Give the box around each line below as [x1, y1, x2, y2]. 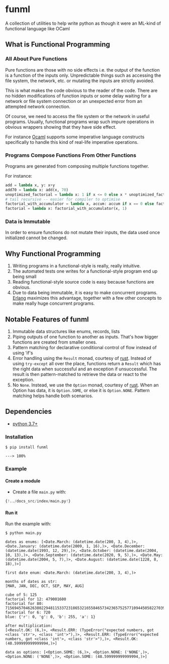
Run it [5, 510, 18, 516]
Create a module [5, 478, 41, 484]
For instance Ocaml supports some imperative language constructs [5, 134, 145, 140]
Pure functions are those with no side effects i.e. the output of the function [5, 67, 160, 73]
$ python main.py [5, 531, 42, 536]
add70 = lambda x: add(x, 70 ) [5, 187, 69, 192]
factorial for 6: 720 [5, 610, 51, 615]
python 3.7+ [12, 420, 38, 427]
